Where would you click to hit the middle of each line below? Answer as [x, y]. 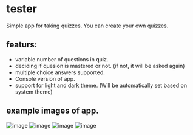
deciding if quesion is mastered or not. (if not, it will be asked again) [100, 66]
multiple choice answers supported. [60, 72]
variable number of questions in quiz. [62, 59]
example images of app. [52, 111]
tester [22, 9]
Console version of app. [45, 78]
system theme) [34, 92]
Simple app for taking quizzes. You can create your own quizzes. [87, 26]
